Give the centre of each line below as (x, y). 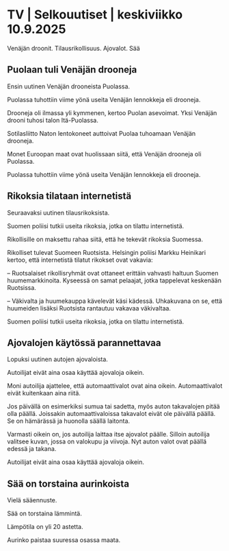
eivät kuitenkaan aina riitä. (44, 393)
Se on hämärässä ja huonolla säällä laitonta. (69, 421)
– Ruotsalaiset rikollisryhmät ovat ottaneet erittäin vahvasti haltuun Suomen (113, 273)
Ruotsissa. (22, 287)
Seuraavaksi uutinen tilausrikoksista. (58, 212)
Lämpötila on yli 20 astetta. (45, 527)
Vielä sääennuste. (32, 500)
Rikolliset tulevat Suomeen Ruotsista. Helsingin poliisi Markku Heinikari (107, 252)
